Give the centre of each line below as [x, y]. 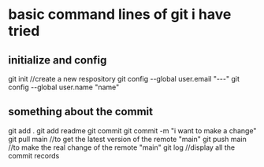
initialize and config [58, 60]
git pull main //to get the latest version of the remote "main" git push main [127, 139]
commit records [34, 155]
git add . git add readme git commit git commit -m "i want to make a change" [132, 130]
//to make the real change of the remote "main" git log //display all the [121, 147]
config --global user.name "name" [64, 87]
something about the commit [81, 112]
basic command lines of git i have [120, 15]
